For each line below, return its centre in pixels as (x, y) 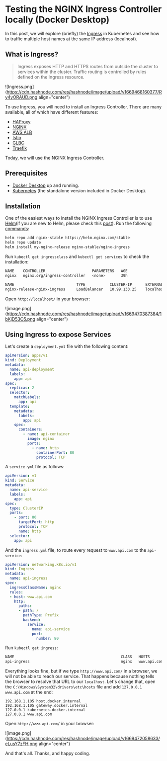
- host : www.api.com (31, 597)
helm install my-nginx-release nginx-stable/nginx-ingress (68, 247)
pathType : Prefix (41, 615)
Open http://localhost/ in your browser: (48, 299)
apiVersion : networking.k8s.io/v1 (41, 564)
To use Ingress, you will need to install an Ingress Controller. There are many (83, 107)
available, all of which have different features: (52, 112)
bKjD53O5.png (20, 319)
